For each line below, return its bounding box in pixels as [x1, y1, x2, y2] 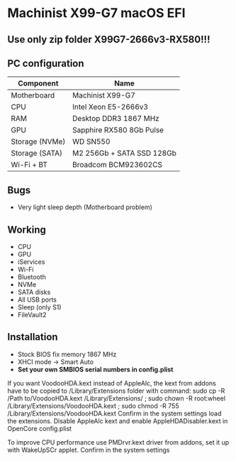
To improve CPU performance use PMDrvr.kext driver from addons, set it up [7, 438, 230, 446]
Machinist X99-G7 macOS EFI [7, 5, 186, 21]
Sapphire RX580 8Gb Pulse [72, 125, 164, 135]
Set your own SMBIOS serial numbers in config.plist [17, 365, 174, 373]
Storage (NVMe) [11, 137, 66, 147]
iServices [17, 258, 45, 266]
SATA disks [17, 288, 51, 297]
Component [17, 78, 59, 88]
